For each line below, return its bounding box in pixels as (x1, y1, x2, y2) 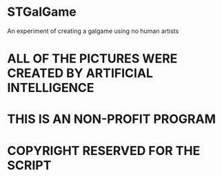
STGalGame (7, 4, 77, 20)
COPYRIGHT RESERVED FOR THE (7, 143, 201, 158)
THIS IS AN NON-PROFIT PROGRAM (7, 111, 216, 127)
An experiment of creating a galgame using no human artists (7, 27, 179, 35)
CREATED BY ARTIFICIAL (7, 66, 154, 81)
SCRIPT (7, 157, 52, 173)
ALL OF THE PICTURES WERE (7, 51, 178, 67)
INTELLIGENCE (7, 80, 94, 96)
